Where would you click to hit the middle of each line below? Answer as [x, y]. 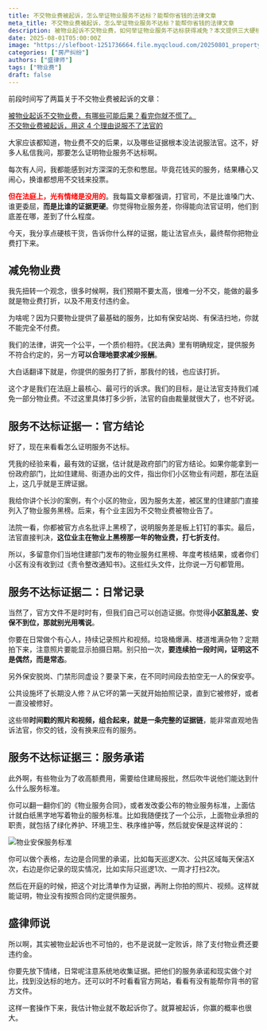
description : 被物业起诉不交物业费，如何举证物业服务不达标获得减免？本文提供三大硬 [132, 30]
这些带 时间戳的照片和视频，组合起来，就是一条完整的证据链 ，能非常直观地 [130, 720]
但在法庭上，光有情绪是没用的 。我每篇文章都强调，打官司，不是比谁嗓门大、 [133, 196]
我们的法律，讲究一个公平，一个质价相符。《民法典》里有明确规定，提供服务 [132, 345]
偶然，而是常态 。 [43, 660]
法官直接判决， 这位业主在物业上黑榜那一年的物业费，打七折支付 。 [116, 538]
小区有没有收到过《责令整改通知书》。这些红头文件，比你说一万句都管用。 [128, 564]
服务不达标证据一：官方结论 [76, 426]
